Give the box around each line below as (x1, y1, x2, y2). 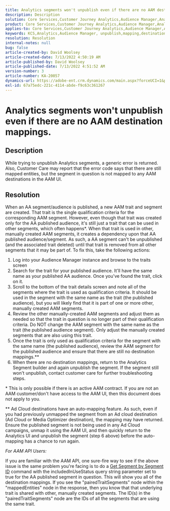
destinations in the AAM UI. (5, 176, 62, 182)
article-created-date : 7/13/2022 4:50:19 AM (5, 54, 101, 60)
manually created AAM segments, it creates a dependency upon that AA (5, 231, 156, 237)
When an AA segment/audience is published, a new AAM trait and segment (5, 204, 162, 210)
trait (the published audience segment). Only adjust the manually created (12, 327, 165, 333)
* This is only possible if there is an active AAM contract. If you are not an (5, 385, 159, 391)
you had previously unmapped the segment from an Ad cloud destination (5, 411, 158, 417)
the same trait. (5, 501, 35, 507)
